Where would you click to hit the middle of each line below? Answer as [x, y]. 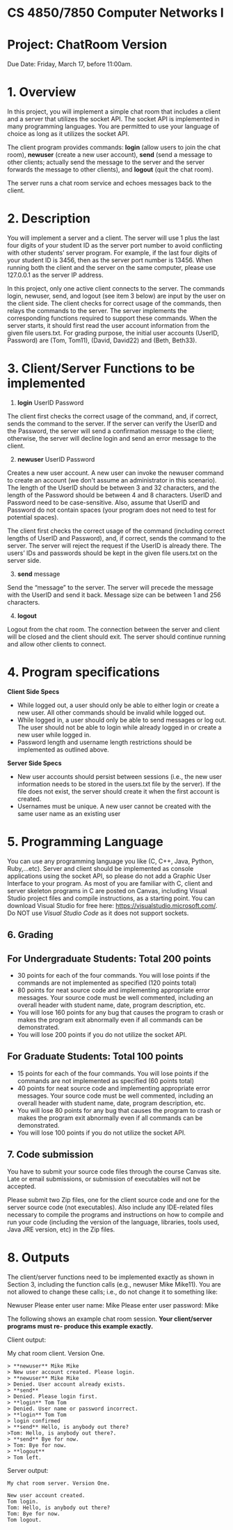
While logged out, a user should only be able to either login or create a [118, 705]
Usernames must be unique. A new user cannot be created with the [114, 806]
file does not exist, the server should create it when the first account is [119, 791]
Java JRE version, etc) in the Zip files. [61, 1229]
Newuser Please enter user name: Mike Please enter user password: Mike [113, 1305]
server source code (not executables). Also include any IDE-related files [110, 1207]
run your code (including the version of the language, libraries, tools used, [113, 1222]
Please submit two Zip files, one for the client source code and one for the [113, 1199]
